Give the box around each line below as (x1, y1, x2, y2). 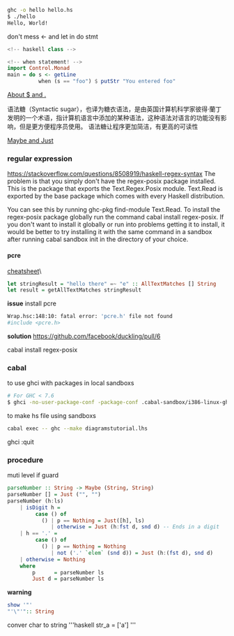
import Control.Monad (7, 65, 70, 72)
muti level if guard (7, 471, 59, 479)
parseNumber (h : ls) (7, 497, 64, 505)
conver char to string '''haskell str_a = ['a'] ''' (7, 621, 136, 629)
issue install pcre (7, 299, 57, 308)
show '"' (7, 602, 33, 609)
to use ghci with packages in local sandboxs (7, 379, 134, 387)
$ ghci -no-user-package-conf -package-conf (7, 399, 139, 406)
